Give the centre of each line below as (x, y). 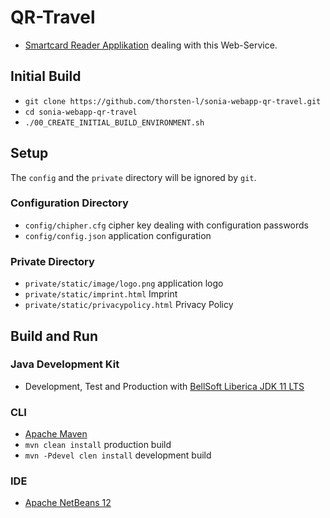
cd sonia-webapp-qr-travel (81, 112)
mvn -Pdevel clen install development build (118, 455)
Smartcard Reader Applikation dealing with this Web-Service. (151, 45)
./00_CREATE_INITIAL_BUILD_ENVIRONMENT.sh (114, 122)
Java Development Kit (65, 364)
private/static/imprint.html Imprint (101, 294)
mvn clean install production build (98, 445)
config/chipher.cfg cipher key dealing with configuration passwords (166, 225)
